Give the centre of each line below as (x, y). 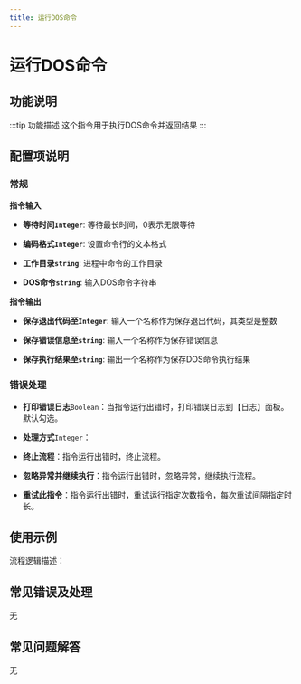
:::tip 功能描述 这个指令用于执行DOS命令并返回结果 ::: (108, 125)
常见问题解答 (45, 646)
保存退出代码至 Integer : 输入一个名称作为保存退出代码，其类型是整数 (150, 321)
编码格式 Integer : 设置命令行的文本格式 (94, 244)
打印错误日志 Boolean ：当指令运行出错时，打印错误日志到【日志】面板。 (155, 406)
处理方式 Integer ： (56, 437)
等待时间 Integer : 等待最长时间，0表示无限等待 (109, 225)
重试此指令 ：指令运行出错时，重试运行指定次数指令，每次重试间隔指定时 (157, 495)
